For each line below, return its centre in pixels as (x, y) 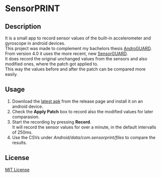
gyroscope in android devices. (35, 43)
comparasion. (26, 117)
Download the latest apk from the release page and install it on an (77, 101)
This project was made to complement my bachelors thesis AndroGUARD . (79, 48)
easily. (11, 74)
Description (23, 27)
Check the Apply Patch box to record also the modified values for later (83, 111)
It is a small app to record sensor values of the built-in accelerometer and (78, 38)
